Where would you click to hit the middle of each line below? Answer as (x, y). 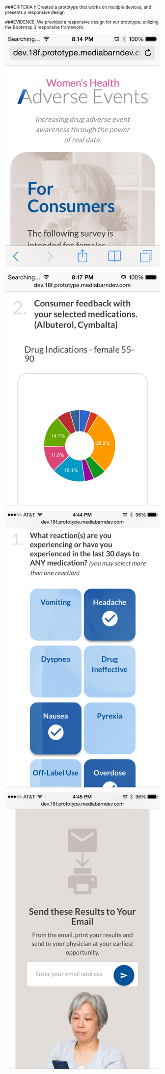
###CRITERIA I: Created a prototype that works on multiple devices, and (78, 7)
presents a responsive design (35, 12)
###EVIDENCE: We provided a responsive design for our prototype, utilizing (82, 22)
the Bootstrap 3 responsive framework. (45, 27)
